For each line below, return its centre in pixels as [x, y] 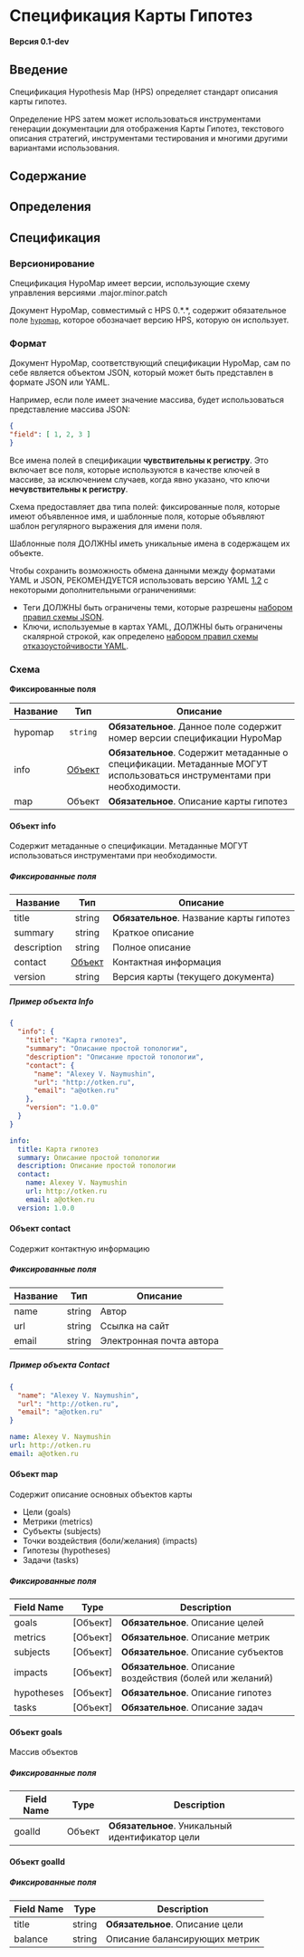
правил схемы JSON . [63, 617]
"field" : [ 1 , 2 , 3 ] [50, 435]
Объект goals [36, 1732]
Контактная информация [167, 963]
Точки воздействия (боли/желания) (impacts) [110, 1541]
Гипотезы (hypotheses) [66, 1550]
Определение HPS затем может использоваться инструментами [135, 119]
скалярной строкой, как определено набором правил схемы [140, 636]
